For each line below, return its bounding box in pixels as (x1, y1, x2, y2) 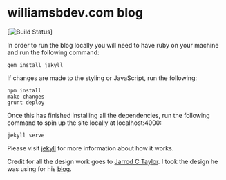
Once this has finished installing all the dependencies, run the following (7, 111, 210, 119)
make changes (7, 93, 45, 100)
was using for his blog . (7, 164, 72, 173)
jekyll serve (7, 132, 45, 139)
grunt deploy (7, 99, 45, 106)
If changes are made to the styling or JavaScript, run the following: (7, 74, 198, 82)
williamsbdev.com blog (7, 5, 144, 21)
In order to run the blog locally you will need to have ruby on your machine (7, 41, 219, 49)
